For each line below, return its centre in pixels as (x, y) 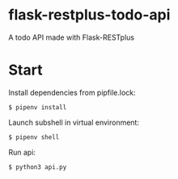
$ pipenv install (38, 107)
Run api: (22, 152)
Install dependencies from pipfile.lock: (72, 92)
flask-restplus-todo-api (89, 15)
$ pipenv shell (34, 137)
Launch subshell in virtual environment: (74, 122)
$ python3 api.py (38, 167)
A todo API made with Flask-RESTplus (72, 37)
